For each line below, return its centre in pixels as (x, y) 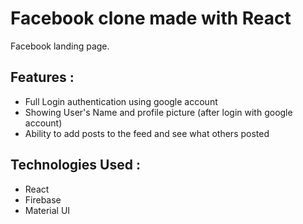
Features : (42, 77)
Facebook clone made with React (151, 18)
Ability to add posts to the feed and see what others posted (147, 133)
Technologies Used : (75, 165)
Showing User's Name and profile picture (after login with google (158, 112)
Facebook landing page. (60, 46)
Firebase (43, 199)
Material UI (47, 210)
